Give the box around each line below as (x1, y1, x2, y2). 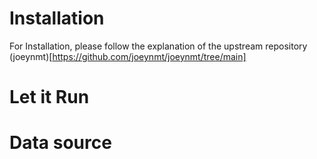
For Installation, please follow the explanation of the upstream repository (9, 40, 308, 52)
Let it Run (9, 86, 90, 109)
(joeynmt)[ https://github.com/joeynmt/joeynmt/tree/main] (9, 50, 247, 62)
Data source (9, 132, 112, 154)
